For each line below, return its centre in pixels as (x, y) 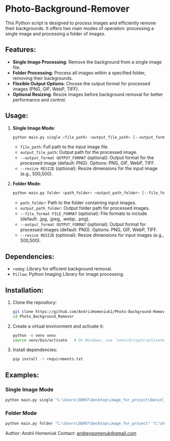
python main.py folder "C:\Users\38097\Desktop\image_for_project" (78, 424)
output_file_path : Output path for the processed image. (79, 152)
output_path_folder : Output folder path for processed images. (85, 208)
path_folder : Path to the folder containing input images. (78, 203)
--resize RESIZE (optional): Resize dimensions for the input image (89, 169)
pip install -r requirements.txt (48, 359)
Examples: (22, 375)
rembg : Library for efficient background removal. (62, 269)
